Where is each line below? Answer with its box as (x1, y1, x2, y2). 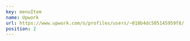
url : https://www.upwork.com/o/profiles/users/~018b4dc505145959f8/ (6, 20, 184, 26)
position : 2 (6, 25, 36, 32)
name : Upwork (6, 14, 39, 20)
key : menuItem (6, 8, 42, 15)
